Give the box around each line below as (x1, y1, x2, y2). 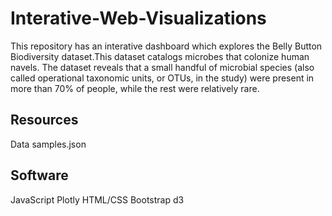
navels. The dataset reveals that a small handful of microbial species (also (10, 61, 315, 73)
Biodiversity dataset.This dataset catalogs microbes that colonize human (10, 50, 310, 62)
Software (10, 167, 69, 184)
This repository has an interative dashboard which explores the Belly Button (10, 40, 323, 52)
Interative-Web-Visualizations (10, 7, 267, 30)
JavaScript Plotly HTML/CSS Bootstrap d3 (10, 193, 185, 206)
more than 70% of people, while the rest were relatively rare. (10, 82, 260, 94)
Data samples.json (10, 138, 87, 150)
